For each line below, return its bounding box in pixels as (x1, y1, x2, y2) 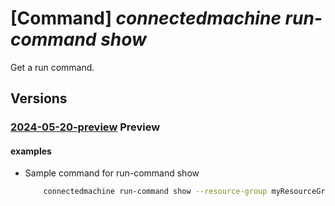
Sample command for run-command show (24, 167, 200, 179)
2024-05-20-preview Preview (10, 120, 161, 134)
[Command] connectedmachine (10, 7, 282, 30)
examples (10, 145, 52, 157)
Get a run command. (10, 61, 95, 73)
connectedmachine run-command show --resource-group (43, 187, 268, 197)
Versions (10, 90, 68, 107)
